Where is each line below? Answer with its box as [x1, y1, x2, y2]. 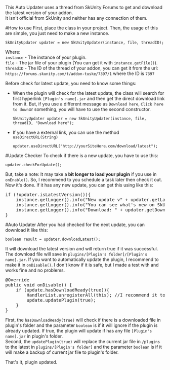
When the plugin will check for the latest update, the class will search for [12, 90, 164, 96]
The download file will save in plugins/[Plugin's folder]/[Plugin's [5, 251, 148, 257]
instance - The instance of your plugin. [5, 54, 87, 60]
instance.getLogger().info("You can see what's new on [16, 202, 155, 207]
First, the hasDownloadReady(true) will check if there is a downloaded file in [5, 317, 161, 323]
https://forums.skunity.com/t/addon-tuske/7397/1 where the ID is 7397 [5, 70, 155, 77]
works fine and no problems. [5, 267, 65, 273]
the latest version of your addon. [5, 10, 73, 16]
